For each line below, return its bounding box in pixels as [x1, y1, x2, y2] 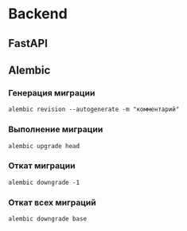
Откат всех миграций [8, 197, 97, 208]
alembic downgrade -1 [8, 178, 80, 186]
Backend [8, 5, 68, 23]
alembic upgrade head [8, 142, 80, 150]
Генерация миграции [8, 87, 95, 98]
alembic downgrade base [8, 215, 88, 223]
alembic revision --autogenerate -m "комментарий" [8, 105, 180, 114]
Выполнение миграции [8, 124, 103, 135]
